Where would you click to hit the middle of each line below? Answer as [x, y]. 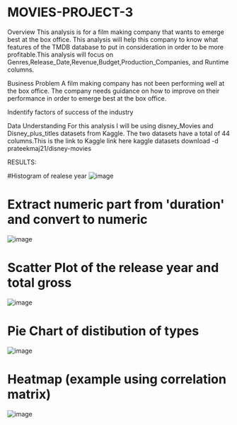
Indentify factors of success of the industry [70, 112]
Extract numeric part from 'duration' [116, 204]
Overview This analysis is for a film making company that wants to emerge [116, 32]
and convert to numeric [77, 220]
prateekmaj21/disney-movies [50, 148]
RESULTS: [22, 162]
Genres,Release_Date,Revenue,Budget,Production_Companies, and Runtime [118, 62]
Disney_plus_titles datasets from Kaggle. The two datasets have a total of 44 [118, 133]
